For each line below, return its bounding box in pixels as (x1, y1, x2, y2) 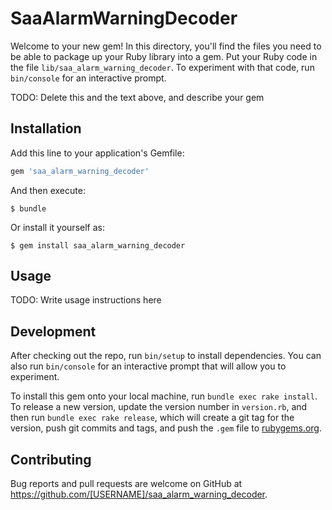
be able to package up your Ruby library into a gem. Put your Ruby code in (10, 50, 318, 62)
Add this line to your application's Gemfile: (10, 147, 185, 159)
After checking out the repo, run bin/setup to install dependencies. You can (10, 350, 322, 362)
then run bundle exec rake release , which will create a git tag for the (10, 412, 295, 424)
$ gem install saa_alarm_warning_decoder (10, 240, 186, 251)
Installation (10, 120, 82, 137)
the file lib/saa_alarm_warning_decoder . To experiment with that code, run (10, 61, 315, 73)
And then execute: (10, 184, 86, 196)
